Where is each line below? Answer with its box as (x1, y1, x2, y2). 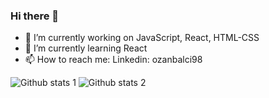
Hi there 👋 (10, 9, 60, 23)
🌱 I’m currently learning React (24, 42, 148, 54)
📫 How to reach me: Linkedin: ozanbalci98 (24, 54, 203, 66)
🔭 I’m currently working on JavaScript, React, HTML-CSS (24, 32, 260, 44)
